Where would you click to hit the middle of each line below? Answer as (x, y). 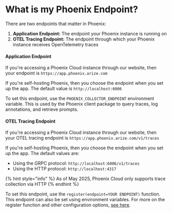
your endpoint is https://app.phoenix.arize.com (56, 73)
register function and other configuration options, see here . (68, 205)
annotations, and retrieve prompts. (42, 109)
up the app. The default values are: (42, 153)
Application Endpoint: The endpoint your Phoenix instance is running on (90, 33)
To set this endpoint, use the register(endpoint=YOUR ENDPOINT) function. (83, 194)
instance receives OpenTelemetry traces (55, 44)
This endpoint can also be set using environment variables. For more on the (85, 200)
